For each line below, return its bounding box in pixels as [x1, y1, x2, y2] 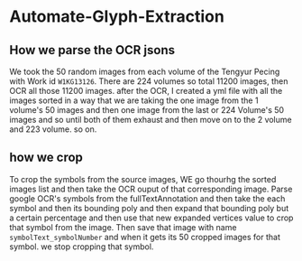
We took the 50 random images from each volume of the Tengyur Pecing [9, 66, 280, 77]
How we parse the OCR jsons [9, 42, 176, 58]
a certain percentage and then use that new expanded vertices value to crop [9, 212, 294, 223]
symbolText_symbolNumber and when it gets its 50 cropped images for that [9, 231, 281, 242]
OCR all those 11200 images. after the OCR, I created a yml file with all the [9, 86, 283, 96]
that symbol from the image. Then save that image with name [9, 221, 237, 232]
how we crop [9, 150, 84, 165]
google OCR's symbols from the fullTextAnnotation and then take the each [9, 192, 286, 204]
